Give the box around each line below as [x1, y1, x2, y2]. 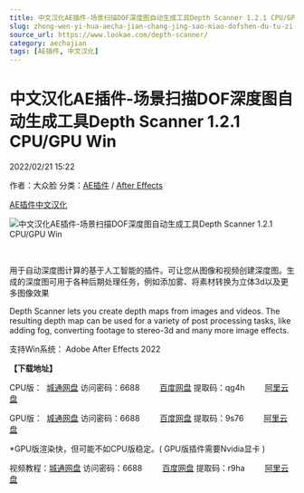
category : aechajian [9, 38, 88, 48]
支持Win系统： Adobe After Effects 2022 [9, 343, 161, 354]
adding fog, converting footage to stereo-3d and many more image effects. [9, 325, 290, 336]
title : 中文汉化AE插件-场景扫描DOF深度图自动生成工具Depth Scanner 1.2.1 [9, 13, 268, 23]
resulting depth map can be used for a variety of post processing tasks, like [9, 315, 291, 326]
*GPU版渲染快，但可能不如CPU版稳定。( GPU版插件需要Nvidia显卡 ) [9, 443, 266, 454]
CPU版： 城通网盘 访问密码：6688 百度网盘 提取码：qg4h [9, 382, 245, 393]
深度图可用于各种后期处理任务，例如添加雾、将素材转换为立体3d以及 [24, 276, 281, 287]
